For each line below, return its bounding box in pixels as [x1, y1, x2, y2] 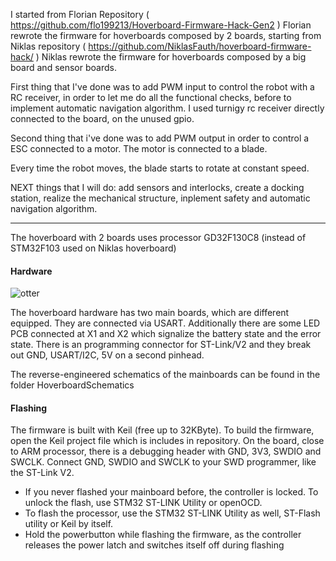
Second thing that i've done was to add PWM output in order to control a [10, 132, 310, 144]
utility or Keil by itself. [24, 518, 114, 530]
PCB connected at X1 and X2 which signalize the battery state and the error [10, 328, 322, 340]
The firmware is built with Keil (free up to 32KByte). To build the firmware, [10, 424, 315, 436]
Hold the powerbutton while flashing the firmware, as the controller [24, 529, 302, 541]
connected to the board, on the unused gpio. [10, 113, 195, 124]
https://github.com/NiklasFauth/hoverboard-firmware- [88, 40, 312, 52]
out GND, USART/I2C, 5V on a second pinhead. [10, 349, 205, 361]
